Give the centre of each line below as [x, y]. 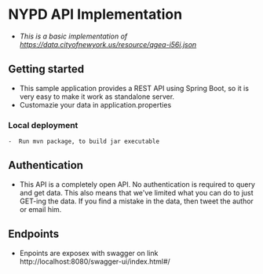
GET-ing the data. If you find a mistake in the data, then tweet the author [136, 201]
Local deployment [43, 125]
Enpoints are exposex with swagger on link [89, 253]
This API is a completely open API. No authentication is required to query [137, 184]
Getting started [46, 69]
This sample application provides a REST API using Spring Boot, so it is [134, 88]
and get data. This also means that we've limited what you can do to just [136, 192]
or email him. [40, 209]
